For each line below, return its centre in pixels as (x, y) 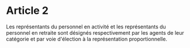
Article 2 (27, 11)
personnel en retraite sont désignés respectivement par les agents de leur (95, 32)
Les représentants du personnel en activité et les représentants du (86, 27)
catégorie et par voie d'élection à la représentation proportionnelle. (87, 39)
